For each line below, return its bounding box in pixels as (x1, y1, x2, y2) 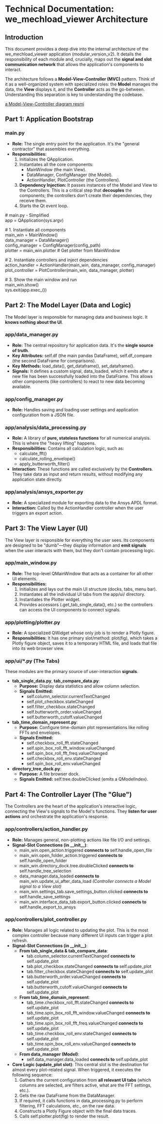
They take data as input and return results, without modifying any (12, 471, 143, 477)
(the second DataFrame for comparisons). (12, 357, 96, 363)
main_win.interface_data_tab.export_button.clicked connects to (19, 899, 147, 905)
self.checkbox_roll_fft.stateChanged (26, 740, 98, 746)
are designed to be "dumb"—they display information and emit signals (5, 542, 147, 548)
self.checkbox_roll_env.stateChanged (26, 755, 101, 762)
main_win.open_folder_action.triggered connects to (19, 852, 123, 858)
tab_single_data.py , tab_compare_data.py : (12, 678, 100, 684)
